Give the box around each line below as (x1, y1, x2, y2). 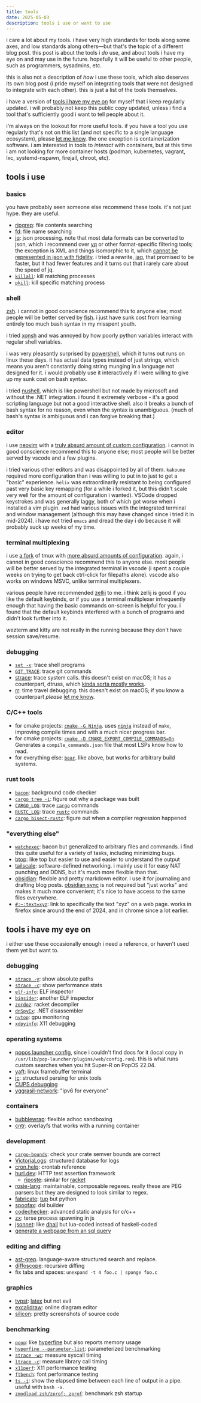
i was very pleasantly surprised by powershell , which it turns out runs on (6, 350, 185, 358)
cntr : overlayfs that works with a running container (14, 1122, 139, 1129)
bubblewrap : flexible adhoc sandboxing (14, 1115, 112, 1122)
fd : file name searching (14, 228, 72, 235)
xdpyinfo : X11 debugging (14, 1020, 76, 1027)
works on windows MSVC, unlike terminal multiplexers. (6, 577, 142, 585)
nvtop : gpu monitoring (14, 1014, 69, 1021)
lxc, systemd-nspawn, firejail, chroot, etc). (6, 154, 111, 162)
